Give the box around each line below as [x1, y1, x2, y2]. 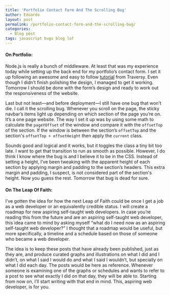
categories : [5, 27, 31, 32]
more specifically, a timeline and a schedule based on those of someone [5, 231, 158, 237]
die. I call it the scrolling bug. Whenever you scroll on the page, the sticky [5, 106, 160, 112]
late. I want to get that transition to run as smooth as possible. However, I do [5, 148, 165, 154]
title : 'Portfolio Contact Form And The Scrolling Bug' [5, 7, 127, 13]
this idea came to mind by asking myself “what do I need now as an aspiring [5, 220, 165, 226]
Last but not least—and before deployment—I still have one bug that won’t [5, 100, 162, 106]
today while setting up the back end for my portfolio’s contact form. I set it [5, 68, 161, 75]
